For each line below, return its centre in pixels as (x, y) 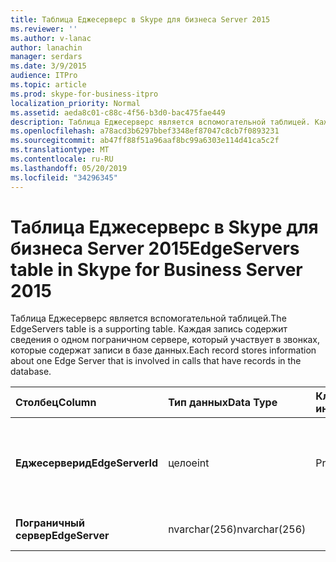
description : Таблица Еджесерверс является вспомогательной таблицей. (160, 122)
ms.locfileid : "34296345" (64, 177)
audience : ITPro (44, 76)
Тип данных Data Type (223, 403)
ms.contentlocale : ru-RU (62, 159)
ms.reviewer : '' (44, 29)
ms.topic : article (48, 85)
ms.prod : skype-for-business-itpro (84, 94)
